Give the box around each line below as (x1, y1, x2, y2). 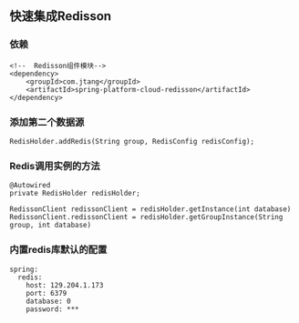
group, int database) (9, 221, 92, 230)
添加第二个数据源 (9, 116, 85, 128)
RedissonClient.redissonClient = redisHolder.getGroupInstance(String (9, 213, 284, 222)
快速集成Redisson (9, 8, 112, 25)
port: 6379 (26, 288, 67, 298)
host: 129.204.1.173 (26, 280, 104, 289)
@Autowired (9, 181, 51, 190)
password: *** (26, 304, 79, 314)
